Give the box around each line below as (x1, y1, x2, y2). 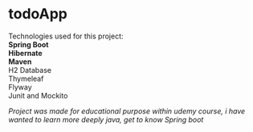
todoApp (8, 5, 68, 23)
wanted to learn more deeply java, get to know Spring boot (8, 114, 204, 124)
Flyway (8, 82, 32, 92)
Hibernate (8, 48, 43, 58)
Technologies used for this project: (8, 31, 124, 41)
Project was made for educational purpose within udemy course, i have (8, 106, 246, 116)
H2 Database (8, 65, 52, 74)
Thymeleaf (8, 74, 44, 83)
